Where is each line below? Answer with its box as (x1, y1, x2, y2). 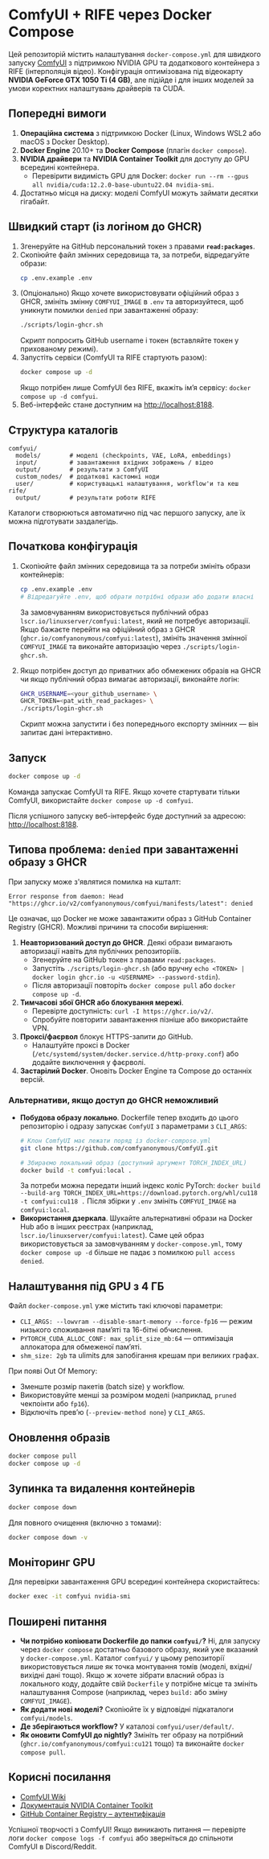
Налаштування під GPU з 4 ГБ (8, 1279, 165, 1293)
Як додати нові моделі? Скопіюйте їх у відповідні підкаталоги (19, 1704, 234, 1714)
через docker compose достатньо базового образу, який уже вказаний (19, 1644, 259, 1654)
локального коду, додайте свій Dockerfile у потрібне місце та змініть (19, 1679, 259, 1688)
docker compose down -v (8, 1533, 88, 1541)
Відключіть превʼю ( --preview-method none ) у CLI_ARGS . (19, 1408, 206, 1417)
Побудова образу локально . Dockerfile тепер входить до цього (19, 1113, 239, 1122)
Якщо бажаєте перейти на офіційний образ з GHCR (19, 624, 195, 634)
